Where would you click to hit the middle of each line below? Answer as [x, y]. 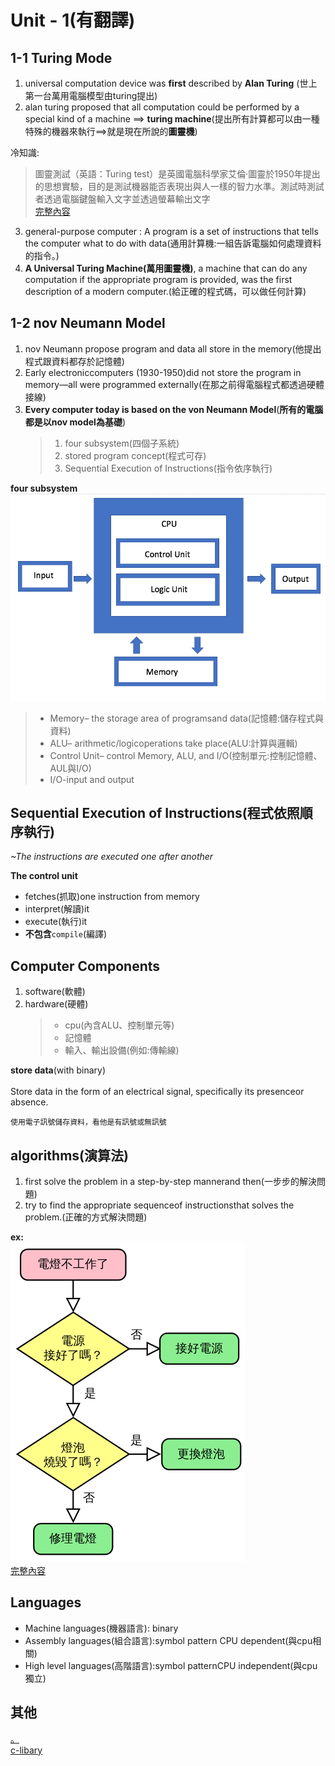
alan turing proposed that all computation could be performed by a [162, 107]
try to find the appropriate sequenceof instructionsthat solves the [159, 1205]
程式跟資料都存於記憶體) [74, 361]
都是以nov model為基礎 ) [75, 422]
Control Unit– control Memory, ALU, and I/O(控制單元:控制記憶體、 [186, 755]
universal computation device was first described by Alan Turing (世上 [171, 83]
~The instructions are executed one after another [112, 857]
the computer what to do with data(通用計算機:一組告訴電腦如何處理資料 [173, 243]
